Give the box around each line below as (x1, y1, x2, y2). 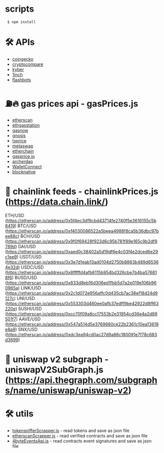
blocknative (12, 169, 36, 175)
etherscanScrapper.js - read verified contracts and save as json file (12, 433, 148, 438)
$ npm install (7, 20, 36, 24)
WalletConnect (12, 163, 42, 169)
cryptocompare (12, 61, 43, 67)
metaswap (12, 143, 34, 149)
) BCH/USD (18, 233, 41, 239)
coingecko (12, 56, 34, 62)
